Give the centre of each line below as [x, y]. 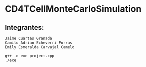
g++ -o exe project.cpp [30, 56]
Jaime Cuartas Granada [29, 38]
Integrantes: [25, 27]
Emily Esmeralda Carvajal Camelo [40, 47]
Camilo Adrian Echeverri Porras [39, 43]
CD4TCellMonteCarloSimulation [73, 9]
